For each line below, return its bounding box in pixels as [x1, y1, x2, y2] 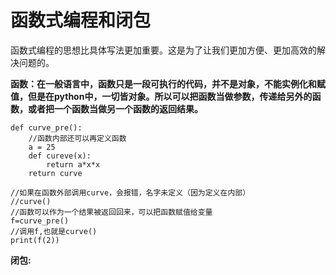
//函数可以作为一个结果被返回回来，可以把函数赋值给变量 [10, 207, 213, 217]
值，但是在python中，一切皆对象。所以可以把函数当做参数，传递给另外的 [10, 90, 313, 102]
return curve [28, 168, 83, 178]
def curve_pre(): [10, 122, 83, 133]
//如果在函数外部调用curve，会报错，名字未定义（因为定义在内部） [10, 187, 251, 198]
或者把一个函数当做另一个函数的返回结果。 [27, 102, 203, 115]
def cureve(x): [28, 151, 92, 161]
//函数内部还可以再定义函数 [28, 133, 127, 143]
